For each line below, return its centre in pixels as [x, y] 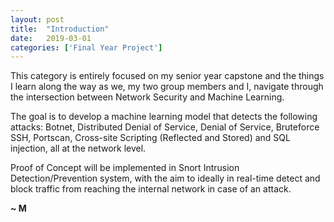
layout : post [37, 19]
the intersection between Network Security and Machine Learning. [147, 97]
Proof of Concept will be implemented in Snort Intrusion [125, 168]
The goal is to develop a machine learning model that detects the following [164, 117]
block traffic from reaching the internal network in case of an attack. [151, 189]
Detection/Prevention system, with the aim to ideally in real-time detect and [165, 178]
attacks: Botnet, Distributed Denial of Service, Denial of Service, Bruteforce [165, 127]
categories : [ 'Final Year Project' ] [86, 47]
